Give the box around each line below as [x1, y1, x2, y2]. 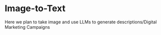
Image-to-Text [4, 3, 66, 14]
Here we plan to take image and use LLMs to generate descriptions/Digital [4, 19, 157, 25]
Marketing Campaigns [4, 24, 50, 30]
